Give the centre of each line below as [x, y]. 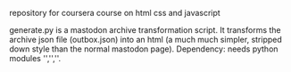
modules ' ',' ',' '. [35, 58]
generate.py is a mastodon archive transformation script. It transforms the [145, 30]
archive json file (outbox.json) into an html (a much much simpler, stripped [146, 40]
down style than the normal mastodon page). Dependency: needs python [144, 49]
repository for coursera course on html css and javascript [115, 13]
